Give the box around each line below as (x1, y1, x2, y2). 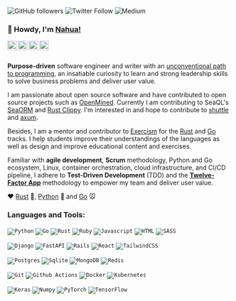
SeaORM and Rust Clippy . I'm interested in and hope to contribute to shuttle (7, 106, 229, 114)
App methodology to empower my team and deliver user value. (28, 178, 213, 187)
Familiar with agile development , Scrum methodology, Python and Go (7, 156, 213, 165)
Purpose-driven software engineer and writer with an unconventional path (7, 62, 226, 70)
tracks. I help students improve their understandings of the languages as (7, 135, 220, 143)
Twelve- (189, 171, 215, 180)
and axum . (7, 114, 38, 122)
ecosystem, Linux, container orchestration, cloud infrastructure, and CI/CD (7, 163, 226, 172)
